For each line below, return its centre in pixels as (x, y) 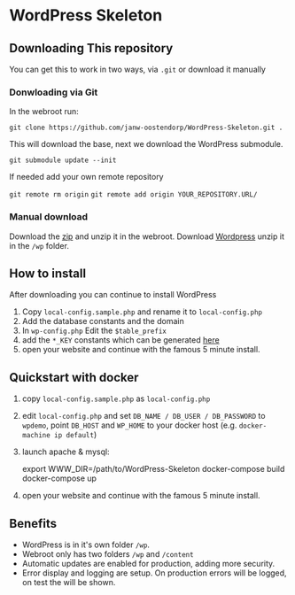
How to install (48, 273)
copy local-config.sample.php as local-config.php (116, 398)
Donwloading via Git (54, 92)
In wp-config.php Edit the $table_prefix (94, 331)
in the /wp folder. (39, 245)
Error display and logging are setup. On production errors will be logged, (154, 573)
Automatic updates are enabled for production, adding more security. (148, 564)
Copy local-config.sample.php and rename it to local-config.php (142, 312)
